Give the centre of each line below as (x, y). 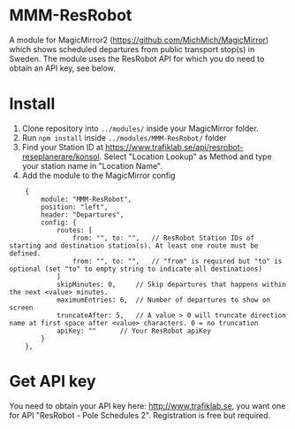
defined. (25, 253)
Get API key (53, 382)
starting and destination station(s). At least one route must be (134, 245)
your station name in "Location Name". (92, 165)
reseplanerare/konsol (61, 157)
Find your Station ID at (63, 147)
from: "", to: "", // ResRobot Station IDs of (163, 238)
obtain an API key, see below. (63, 68)
